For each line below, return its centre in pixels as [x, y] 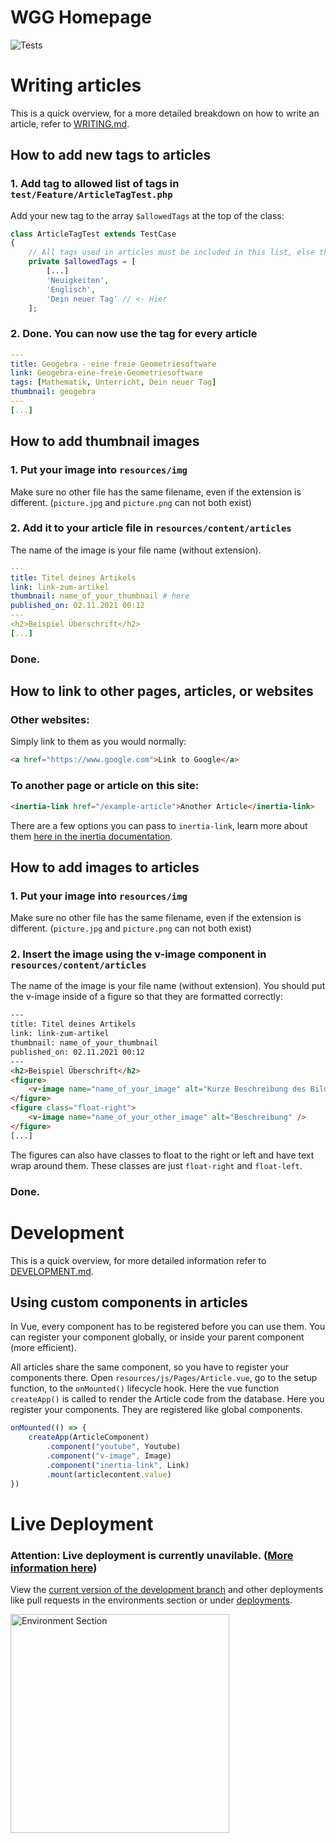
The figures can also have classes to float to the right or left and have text [162, 1155]
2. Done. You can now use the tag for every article [134, 334]
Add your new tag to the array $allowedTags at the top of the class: [147, 215]
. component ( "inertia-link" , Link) [118, 1465]
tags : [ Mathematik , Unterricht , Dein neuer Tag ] [113, 382]
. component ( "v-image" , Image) [109, 1456]
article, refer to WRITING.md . [70, 123]
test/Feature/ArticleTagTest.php [91, 195]
